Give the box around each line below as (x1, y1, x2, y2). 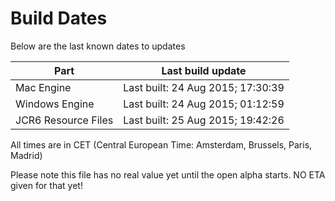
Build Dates (10, 7, 108, 30)
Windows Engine (15, 97, 95, 111)
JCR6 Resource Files (15, 113, 114, 127)
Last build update (161, 63, 247, 77)
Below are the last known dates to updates (10, 40, 186, 52)
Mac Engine (15, 80, 72, 94)
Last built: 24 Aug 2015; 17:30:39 (123, 80, 285, 94)
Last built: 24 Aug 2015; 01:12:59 (123, 97, 285, 111)
